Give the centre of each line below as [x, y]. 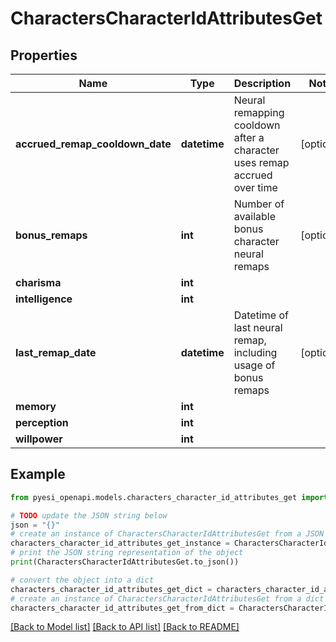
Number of [259, 204]
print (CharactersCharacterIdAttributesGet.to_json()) [125, 562]
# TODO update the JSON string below [89, 515]
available [255, 216]
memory [36, 406]
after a [249, 137]
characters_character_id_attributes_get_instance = [120, 543]
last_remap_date [56, 352]
